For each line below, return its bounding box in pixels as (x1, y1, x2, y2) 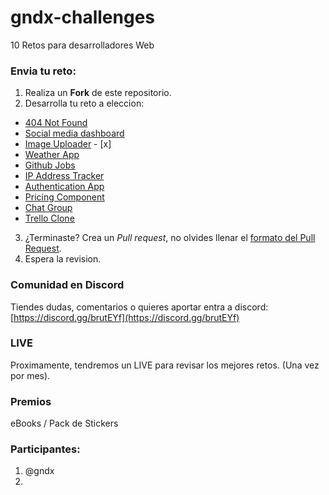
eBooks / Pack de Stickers (10, 417, 119, 430)
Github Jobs (24, 159, 76, 171)
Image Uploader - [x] (24, 138, 112, 150)
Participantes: (10, 442, 81, 456)
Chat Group (24, 202, 73, 214)
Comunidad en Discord (10, 278, 125, 292)
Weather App (24, 149, 80, 161)
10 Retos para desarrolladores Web (10, 39, 155, 51)
